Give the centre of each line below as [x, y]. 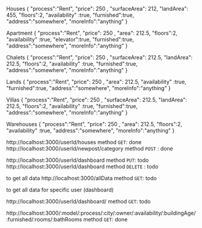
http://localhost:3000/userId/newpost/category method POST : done [90, 148]
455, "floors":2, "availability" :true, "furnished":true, [70, 15]
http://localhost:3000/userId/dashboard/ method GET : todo [78, 201]
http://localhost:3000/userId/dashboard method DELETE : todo [82, 166]
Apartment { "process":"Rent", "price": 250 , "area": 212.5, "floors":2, [92, 33]
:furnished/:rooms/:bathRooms [44, 219]
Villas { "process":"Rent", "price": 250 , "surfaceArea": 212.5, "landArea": [97, 100]
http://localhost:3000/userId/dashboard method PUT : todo [78, 160]
